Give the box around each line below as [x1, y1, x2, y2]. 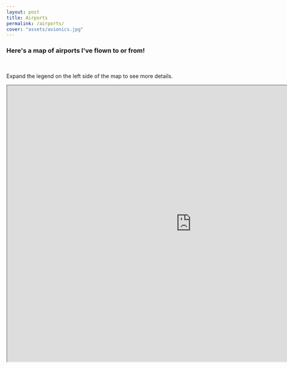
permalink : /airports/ [6, 20, 64, 26]
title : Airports [6, 15, 48, 21]
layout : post [6, 9, 40, 15]
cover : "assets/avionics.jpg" [6, 26, 84, 33]
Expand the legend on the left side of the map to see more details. [6, 72, 174, 80]
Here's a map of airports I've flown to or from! [6, 47, 145, 55]
